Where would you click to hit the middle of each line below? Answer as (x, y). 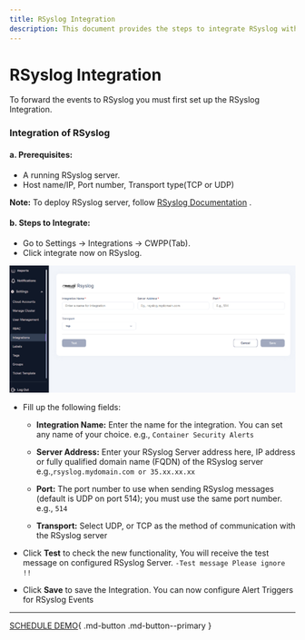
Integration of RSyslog (60, 133)
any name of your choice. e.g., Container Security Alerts (145, 434)
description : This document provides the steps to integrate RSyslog (144, 29)
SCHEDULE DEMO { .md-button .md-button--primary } (110, 625)
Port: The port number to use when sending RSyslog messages (155, 488)
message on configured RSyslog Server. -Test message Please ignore (154, 562)
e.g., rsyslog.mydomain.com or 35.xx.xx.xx (116, 471)
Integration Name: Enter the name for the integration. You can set (159, 424)
